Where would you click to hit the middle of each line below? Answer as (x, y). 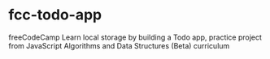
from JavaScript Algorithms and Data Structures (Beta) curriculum (119, 45)
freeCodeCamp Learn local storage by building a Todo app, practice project (135, 37)
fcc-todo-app (55, 15)
